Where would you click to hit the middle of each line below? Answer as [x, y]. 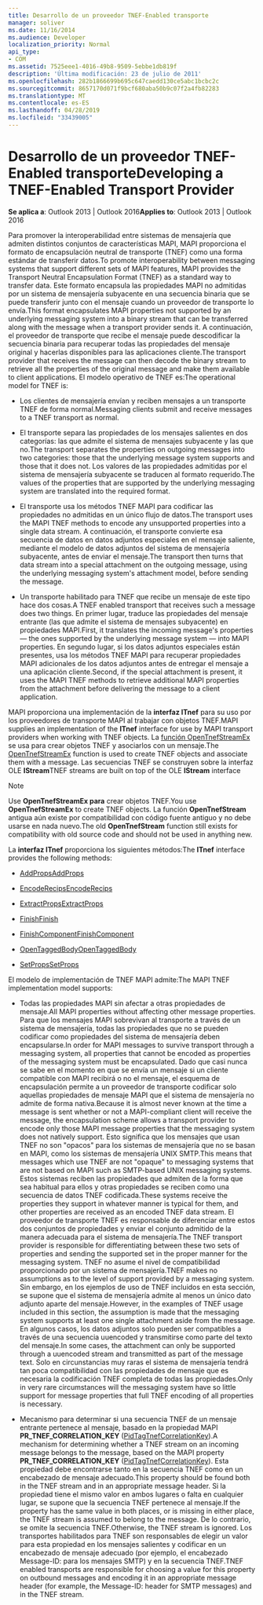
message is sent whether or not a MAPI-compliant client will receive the [136, 1112]
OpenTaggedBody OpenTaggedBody [78, 949]
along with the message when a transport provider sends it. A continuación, [131, 327]
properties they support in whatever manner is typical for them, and [129, 1204]
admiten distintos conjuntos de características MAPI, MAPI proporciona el [127, 244]
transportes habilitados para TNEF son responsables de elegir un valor [134, 1536]
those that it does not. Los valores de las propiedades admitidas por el [133, 466]
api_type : [24, 52]
